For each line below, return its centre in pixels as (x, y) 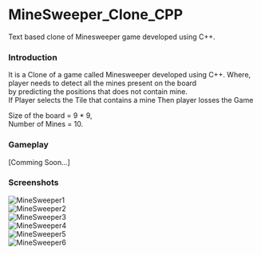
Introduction (33, 57)
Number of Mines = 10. (46, 124)
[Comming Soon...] (39, 162)
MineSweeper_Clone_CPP (96, 15)
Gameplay (29, 145)
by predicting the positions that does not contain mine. (98, 92)
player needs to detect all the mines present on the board (103, 83)
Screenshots (34, 182)
